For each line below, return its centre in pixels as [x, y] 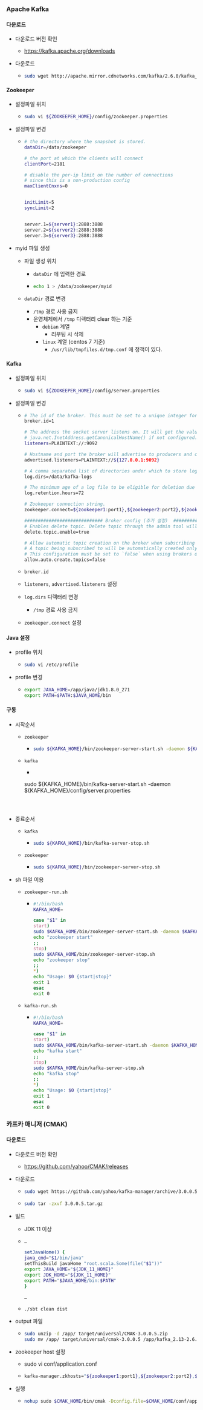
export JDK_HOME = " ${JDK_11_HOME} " [67, 1275]
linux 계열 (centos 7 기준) [74, 342]
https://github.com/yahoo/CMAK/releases [76, 1166]
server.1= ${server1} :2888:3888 [63, 224]
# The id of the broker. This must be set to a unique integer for [111, 415]
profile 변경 [29, 677]
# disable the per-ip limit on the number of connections [98, 175]
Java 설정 [18, 637]
